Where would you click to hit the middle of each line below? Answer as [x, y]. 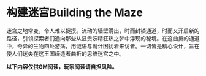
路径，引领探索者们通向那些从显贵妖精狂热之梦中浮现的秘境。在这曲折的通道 [103, 38]
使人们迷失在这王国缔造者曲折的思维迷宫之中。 [65, 53]
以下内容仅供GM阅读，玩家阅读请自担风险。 [62, 66]
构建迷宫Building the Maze [74, 13]
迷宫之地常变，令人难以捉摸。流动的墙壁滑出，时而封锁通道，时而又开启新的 [103, 31]
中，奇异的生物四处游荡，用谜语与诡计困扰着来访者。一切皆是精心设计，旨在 [103, 46]
